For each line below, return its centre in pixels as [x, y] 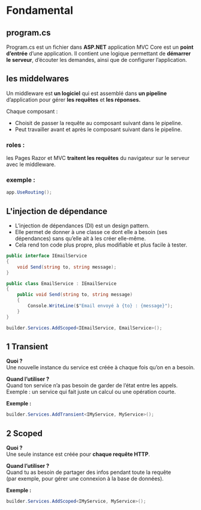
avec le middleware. [31, 164]
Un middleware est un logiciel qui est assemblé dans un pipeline [86, 93]
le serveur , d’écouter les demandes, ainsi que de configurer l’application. [97, 60]
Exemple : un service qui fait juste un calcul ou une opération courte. [91, 392]
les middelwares [37, 79]
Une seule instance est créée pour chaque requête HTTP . [78, 454]
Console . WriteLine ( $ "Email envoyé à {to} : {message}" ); [100, 306]
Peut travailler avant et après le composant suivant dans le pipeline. [98, 129]
